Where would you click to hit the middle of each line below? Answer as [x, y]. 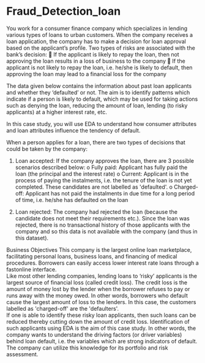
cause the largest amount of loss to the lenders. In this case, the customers [101, 302]
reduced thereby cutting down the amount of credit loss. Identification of [98, 321]
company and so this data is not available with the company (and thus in [106, 231]
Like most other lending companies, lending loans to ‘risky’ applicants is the [102, 276]
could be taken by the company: [47, 149]
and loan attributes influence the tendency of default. [73, 130]
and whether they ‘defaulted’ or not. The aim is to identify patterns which [98, 92]
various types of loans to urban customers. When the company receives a [100, 34]
